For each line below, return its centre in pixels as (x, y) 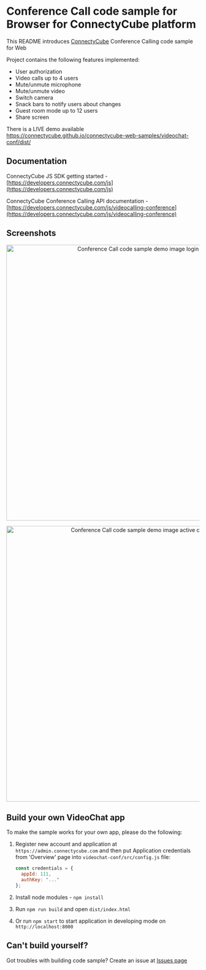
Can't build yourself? (47, 946)
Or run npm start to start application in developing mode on (90, 921)
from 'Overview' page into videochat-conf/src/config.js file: (93, 857)
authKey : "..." (40, 880)
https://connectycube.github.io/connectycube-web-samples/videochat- (97, 135)
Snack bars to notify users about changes (68, 104)
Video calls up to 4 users (47, 78)
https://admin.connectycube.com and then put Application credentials (103, 851)
